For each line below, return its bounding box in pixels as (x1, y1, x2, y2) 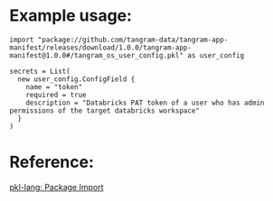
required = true (25, 90, 88, 99)
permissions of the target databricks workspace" (9, 105, 201, 115)
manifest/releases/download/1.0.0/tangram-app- (9, 42, 193, 52)
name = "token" (25, 82, 83, 91)
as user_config (186, 50, 245, 59)
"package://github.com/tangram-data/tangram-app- (37, 35, 229, 44)
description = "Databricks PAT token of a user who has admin (25, 98, 265, 107)
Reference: (9, 152, 95, 172)
